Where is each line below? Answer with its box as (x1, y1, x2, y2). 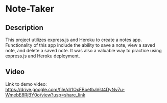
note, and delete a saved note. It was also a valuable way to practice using (5, 48, 162, 53)
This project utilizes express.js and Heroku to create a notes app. (5, 37, 142, 43)
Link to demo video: (5, 81, 47, 87)
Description (5, 23, 43, 32)
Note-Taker (5, 3, 55, 15)
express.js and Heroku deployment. (5, 53, 80, 59)
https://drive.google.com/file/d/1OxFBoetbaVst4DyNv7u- (5, 86, 125, 92)
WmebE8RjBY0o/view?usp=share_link (5, 92, 86, 98)
